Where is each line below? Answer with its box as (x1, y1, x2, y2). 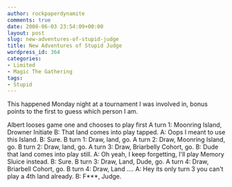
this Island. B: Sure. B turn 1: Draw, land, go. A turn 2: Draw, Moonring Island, (7, 136, 226, 144)
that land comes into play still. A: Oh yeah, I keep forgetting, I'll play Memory (7, 150, 225, 159)
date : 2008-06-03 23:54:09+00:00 (7, 23, 104, 30)
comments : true (7, 17, 51, 24)
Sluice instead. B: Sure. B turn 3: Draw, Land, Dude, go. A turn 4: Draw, (7, 157, 209, 166)
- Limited (7, 62, 36, 69)
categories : (7, 55, 42, 62)
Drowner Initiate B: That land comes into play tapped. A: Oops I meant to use (7, 128, 226, 136)
